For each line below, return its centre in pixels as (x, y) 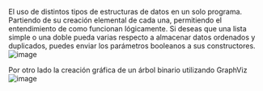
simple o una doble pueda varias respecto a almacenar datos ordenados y (132, 37)
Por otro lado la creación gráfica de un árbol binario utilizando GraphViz (128, 70)
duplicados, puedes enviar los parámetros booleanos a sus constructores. (132, 46)
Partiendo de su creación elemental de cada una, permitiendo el (115, 20)
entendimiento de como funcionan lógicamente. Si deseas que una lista (127, 29)
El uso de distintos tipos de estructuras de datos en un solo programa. (125, 12)
